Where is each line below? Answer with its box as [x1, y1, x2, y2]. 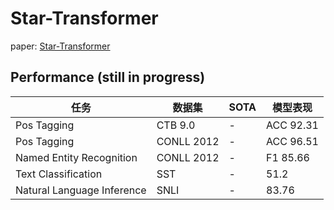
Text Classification [15, 167, 103, 181]
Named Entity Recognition [15, 150, 138, 164]
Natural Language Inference [15, 183, 147, 197]
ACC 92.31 [266, 118, 319, 132]
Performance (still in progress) [10, 69, 206, 86]
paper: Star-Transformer [10, 40, 111, 52]
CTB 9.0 [156, 118, 196, 132]
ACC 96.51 [266, 134, 319, 148]
